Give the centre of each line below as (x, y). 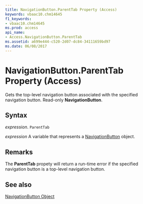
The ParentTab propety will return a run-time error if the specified (72, 164)
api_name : (15, 32)
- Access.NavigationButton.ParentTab (44, 37)
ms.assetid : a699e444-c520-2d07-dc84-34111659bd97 (58, 42)
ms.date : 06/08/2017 (26, 46)
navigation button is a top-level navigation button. (55, 169)
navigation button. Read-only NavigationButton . (54, 100)
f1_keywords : (18, 19)
